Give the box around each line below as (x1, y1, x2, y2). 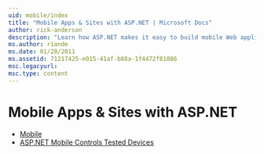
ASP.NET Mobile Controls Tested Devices (19, 138, 155, 147)
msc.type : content (8, 70, 68, 77)
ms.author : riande (8, 41, 68, 48)
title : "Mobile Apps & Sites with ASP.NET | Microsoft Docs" (8, 19, 213, 27)
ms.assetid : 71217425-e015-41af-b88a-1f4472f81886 (8, 56, 178, 63)
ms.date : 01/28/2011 (8, 48, 76, 56)
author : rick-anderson (8, 26, 82, 34)
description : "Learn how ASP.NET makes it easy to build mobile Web (8, 33, 237, 41)
